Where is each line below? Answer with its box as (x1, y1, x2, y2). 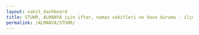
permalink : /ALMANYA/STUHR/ (6, 20, 76, 26)
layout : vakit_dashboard (6, 8, 68, 15)
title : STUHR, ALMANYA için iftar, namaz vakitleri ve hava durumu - (6, 14, 182, 20)
